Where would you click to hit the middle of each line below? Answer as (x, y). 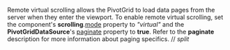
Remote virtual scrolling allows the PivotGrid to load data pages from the (111, 10)
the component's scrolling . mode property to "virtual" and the (96, 24)
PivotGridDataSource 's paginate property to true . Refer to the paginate (111, 32)
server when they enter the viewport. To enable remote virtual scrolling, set (115, 17)
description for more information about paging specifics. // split (98, 39)
